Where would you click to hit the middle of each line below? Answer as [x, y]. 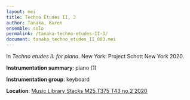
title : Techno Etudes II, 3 [41, 17]
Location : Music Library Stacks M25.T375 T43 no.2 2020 [77, 91]
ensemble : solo [25, 28]
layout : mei [21, 12]
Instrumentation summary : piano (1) [51, 68]
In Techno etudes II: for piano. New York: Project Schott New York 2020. [95, 56]
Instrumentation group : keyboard [48, 79]
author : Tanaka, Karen [34, 23]
